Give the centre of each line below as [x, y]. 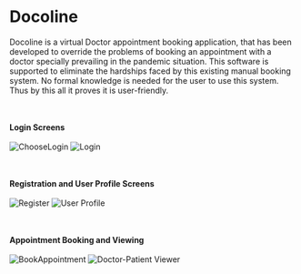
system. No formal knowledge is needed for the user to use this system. [144, 80]
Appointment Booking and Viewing [77, 239]
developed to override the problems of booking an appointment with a [140, 51]
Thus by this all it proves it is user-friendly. [89, 90]
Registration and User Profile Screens [82, 183]
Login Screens [37, 127]
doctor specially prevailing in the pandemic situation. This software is [139, 61]
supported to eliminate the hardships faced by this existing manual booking [150, 71]
